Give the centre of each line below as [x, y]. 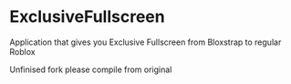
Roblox [22, 51]
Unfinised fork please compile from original [91, 69]
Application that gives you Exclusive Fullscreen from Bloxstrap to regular [145, 42]
